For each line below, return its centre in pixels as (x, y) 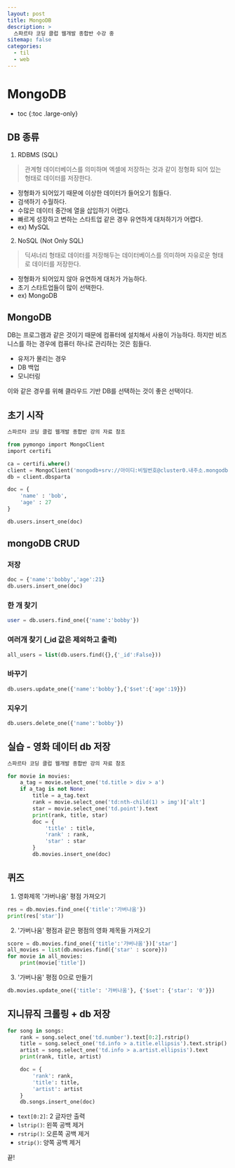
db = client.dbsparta (39, 477)
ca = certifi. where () (39, 463)
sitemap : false (29, 40)
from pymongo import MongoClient (56, 444)
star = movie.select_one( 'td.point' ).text (95, 808)
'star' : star (65, 841)
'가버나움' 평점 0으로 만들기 (55, 977)
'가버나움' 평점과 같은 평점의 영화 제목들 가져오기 (84, 930)
